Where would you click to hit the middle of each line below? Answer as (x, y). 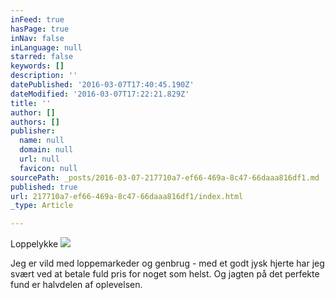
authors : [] (35, 122)
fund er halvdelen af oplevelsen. (76, 285)
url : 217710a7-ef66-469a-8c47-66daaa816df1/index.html (127, 196)
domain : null (46, 150)
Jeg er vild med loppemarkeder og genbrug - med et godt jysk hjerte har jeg (167, 263)
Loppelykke (34, 244)
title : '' (31, 103)
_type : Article (42, 206)
